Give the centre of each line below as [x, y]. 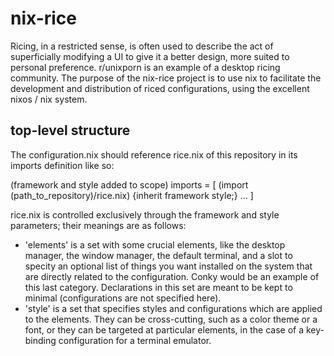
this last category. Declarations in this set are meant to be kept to [158, 287]
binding [40, 340]
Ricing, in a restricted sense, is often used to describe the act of [142, 46]
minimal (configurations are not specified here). [123, 298]
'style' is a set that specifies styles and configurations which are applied [173, 308]
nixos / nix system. [49, 99]
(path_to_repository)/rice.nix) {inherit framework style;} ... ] [132, 195]
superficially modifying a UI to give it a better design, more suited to [150, 56]
